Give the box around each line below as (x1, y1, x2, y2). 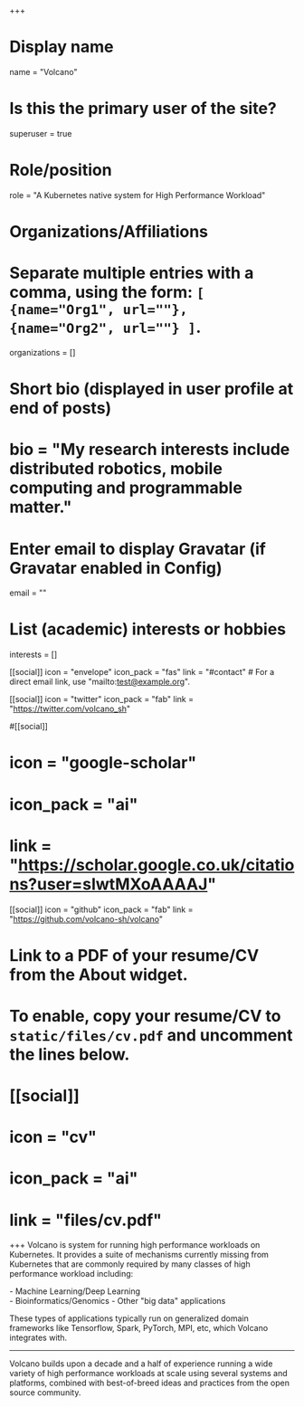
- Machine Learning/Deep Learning (9, 1286, 141, 1297)
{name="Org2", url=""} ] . (9, 318, 202, 337)
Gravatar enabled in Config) (9, 557, 223, 578)
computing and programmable (9, 478, 242, 499)
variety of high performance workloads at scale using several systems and (9, 1368, 288, 1379)
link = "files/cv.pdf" (9, 1210, 163, 1231)
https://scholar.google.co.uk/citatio (17, 854, 295, 875)
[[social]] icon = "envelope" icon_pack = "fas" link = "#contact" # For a (9, 667, 275, 678)
